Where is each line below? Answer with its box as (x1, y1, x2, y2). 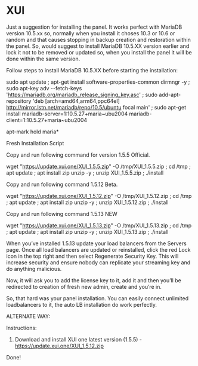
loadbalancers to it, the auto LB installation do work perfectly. (6, 301, 157, 308)
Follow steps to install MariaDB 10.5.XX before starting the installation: (6, 66, 178, 74)
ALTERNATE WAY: (6, 312, 51, 320)
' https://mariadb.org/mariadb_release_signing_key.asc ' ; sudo (6, 91, 158, 98)
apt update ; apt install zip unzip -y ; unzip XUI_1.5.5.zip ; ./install (6, 169, 164, 176)
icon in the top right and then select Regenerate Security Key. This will (6, 252, 179, 260)
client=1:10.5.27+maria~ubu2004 (6, 116, 88, 123)
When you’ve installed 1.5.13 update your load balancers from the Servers (6, 240, 187, 247)
